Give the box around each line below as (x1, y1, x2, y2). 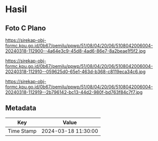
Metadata (5, 104, 36, 113)
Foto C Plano (5, 24, 46, 32)
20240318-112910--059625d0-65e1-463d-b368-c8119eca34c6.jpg (5, 68, 146, 75)
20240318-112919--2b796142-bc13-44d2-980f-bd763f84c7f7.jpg (5, 89, 143, 95)
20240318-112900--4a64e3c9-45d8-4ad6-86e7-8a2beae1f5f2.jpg (5, 48, 146, 54)
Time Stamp (8, 127, 37, 134)
